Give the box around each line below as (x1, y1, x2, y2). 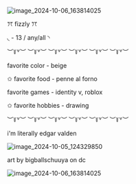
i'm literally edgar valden (7, 129, 77, 137)
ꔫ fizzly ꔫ (7, 20, 38, 27)
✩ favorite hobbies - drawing (7, 102, 89, 109)
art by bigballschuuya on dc (7, 156, 86, 164)
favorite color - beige (7, 62, 67, 69)
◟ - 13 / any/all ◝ (7, 34, 50, 41)
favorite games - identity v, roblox (7, 88, 103, 96)
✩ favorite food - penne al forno (7, 75, 98, 82)
